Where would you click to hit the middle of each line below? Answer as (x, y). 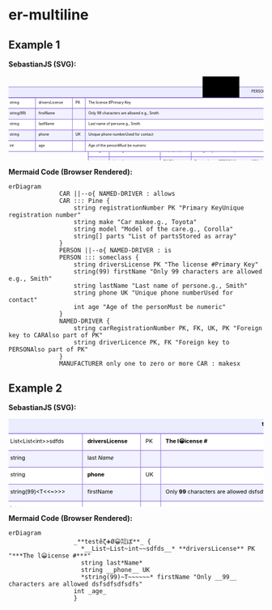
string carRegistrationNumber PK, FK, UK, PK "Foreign (168, 328)
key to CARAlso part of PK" (56, 335)
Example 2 (35, 389)
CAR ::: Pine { (85, 201)
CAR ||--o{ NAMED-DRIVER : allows (117, 193)
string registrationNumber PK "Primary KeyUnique (159, 208)
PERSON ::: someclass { (99, 257)
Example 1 (34, 45)
